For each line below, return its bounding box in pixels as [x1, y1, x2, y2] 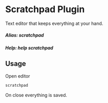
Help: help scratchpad [5, 45, 53, 51]
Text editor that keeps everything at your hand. [5, 20, 103, 26]
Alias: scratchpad [5, 32, 44, 38]
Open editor [5, 73, 30, 79]
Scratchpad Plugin [5, 4, 85, 15]
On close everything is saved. [5, 92, 67, 98]
